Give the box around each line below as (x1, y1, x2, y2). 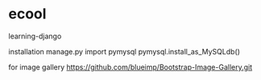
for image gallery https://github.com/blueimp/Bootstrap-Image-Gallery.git (8, 62, 253, 72)
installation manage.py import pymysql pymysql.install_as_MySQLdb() (8, 46, 240, 56)
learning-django (8, 31, 62, 41)
